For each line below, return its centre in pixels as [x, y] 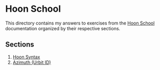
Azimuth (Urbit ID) [32, 62]
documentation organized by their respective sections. [63, 28]
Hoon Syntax [26, 57]
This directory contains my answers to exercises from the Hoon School [80, 23]
